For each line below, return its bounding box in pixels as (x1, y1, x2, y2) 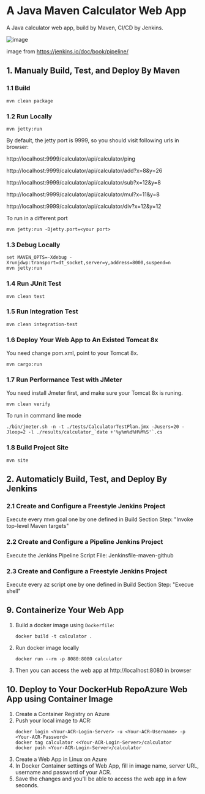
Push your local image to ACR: (15, 717, 92, 724)
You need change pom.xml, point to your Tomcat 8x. (6, 349, 139, 357)
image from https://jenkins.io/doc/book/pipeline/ (6, 47, 129, 55)
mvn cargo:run (6, 361, 43, 368)
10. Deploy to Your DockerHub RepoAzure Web (6, 684, 188, 695)
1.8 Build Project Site (6, 443, 69, 452)
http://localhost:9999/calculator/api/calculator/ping (6, 155, 136, 162)
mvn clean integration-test (6, 321, 78, 327)
